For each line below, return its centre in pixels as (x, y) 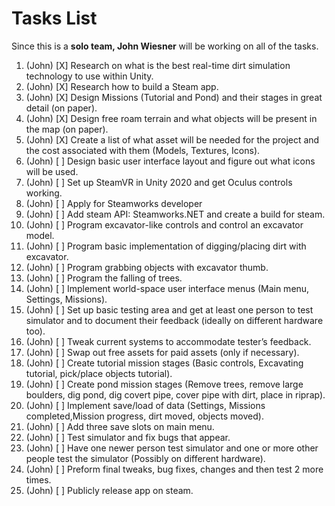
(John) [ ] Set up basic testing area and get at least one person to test (169, 309)
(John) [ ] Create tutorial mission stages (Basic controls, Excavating (164, 363)
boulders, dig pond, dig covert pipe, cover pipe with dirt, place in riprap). (175, 394)
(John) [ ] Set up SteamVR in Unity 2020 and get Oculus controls (159, 182)
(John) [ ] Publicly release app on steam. (109, 490)
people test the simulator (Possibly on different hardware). (145, 458)
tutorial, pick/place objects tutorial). (99, 373)
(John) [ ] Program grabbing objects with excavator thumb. (147, 267)
